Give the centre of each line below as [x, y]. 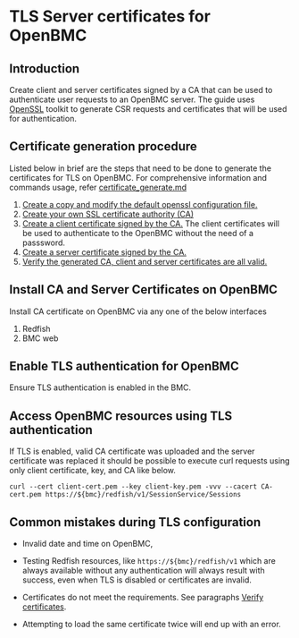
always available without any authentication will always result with [143, 571]
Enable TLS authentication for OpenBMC [124, 366]
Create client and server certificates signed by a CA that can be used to [141, 90]
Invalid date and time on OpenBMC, [87, 544]
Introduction [45, 68]
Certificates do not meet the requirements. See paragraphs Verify [143, 598]
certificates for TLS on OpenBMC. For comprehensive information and [138, 177]
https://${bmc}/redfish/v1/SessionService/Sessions [143, 495]
